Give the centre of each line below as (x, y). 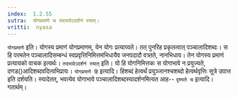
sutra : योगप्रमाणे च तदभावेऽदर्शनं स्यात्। (53, 21)
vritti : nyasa (30, 27)
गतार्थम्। (17, 87)
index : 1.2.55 (30, 14)
